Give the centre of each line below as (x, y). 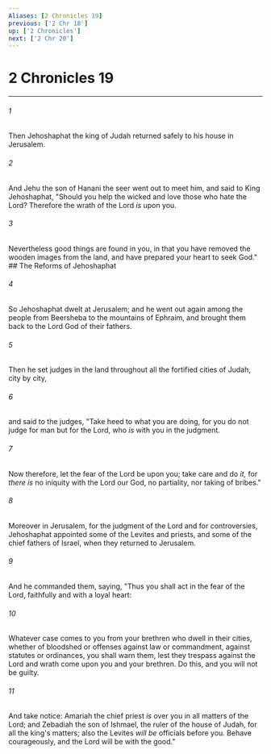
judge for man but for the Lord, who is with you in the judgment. (114, 430)
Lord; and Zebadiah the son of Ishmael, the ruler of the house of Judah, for (133, 725)
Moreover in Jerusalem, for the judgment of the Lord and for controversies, (133, 526)
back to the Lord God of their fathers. (70, 326)
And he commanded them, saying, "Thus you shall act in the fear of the (127, 586)
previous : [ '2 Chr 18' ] (48, 23)
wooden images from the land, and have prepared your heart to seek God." (133, 257)
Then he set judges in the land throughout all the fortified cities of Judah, (130, 370)
